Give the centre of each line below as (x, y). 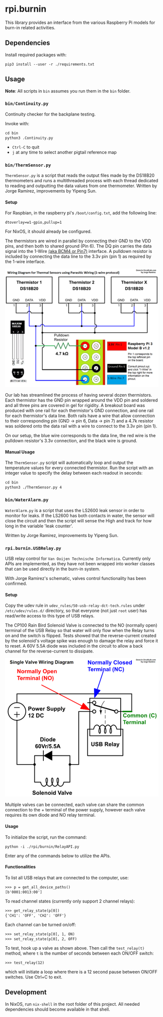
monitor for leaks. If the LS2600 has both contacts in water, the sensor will (80, 516)
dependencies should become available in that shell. (58, 1009)
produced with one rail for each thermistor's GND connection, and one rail (79, 411)
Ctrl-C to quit (26, 147)
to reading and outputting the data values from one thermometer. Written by (81, 186)
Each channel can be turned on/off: (41, 924)
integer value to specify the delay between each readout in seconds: (74, 473)
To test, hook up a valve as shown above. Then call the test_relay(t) (75, 948)
